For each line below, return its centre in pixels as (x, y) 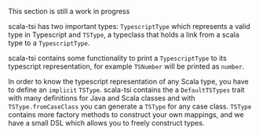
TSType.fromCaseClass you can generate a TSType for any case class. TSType (130, 106)
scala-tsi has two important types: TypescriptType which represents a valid (129, 26)
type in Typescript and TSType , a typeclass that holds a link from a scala (124, 35)
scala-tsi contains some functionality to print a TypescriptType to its (118, 58)
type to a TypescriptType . (49, 43)
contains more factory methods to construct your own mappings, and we (126, 115)
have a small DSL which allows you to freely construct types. (106, 123)
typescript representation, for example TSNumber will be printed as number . (126, 66)
